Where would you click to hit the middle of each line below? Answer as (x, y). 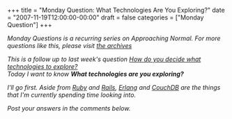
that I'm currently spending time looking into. (72, 95)
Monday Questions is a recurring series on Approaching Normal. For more (114, 38)
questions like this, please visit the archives (70, 46)
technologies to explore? (42, 66)
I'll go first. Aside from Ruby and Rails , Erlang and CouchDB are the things (114, 87)
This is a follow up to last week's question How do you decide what (104, 59)
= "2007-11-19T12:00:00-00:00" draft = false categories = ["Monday (106, 17)
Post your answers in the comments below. (69, 108)
